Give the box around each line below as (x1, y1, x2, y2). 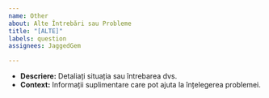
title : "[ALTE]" (8, 27, 63, 35)
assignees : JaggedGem (8, 42, 82, 50)
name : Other (8, 11, 48, 20)
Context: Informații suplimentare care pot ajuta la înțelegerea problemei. (19, 80, 261, 90)
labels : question (8, 34, 67, 43)
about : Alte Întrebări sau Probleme (8, 19, 132, 28)
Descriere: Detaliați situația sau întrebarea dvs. (19, 71, 178, 81)
